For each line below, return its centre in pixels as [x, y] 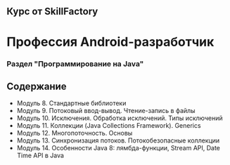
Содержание [37, 86]
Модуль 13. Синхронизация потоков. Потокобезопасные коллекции [118, 140]
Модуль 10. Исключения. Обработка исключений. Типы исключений [120, 118]
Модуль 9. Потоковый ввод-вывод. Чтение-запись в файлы [106, 111]
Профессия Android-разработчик [110, 42]
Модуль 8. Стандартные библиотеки [71, 103]
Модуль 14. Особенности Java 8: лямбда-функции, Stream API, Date [119, 148]
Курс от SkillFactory [52, 12]
